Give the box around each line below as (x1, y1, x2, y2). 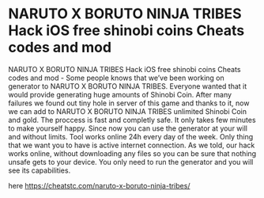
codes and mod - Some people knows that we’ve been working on (8, 73, 224, 82)
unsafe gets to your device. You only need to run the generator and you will (8, 157, 254, 166)
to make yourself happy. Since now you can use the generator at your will (8, 124, 247, 133)
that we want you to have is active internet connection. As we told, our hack (8, 140, 255, 150)
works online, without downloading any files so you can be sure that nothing (8, 148, 257, 158)
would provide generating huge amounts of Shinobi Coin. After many (8, 89, 232, 99)
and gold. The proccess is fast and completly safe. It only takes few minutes (8, 115, 256, 124)
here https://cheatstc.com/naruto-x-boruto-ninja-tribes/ (8, 181, 190, 190)
